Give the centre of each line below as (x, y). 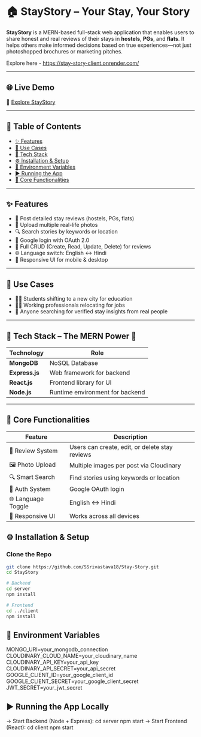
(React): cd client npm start (40, 727)
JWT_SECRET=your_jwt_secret (44, 688)
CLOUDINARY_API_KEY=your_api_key (53, 662)
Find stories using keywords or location (124, 478)
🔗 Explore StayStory (31, 102)
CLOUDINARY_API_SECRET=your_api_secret (61, 669)
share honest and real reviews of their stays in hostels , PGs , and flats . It (95, 38)
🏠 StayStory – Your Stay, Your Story (98, 12)
